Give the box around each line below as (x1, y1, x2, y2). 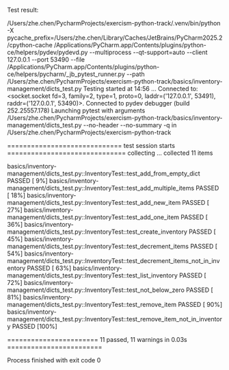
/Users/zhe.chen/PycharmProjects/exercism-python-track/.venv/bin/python (7, 19, 221, 27)
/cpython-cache (7, 41, 53, 49)
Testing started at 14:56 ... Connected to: (83, 85, 198, 92)
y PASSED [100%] (7, 322, 58, 330)
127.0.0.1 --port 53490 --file (7, 56, 85, 64)
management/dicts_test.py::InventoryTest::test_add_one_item (7, 213, 180, 221)
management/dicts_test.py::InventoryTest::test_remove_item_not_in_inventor (7, 315, 223, 323)
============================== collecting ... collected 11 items (7, 149, 213, 157)
